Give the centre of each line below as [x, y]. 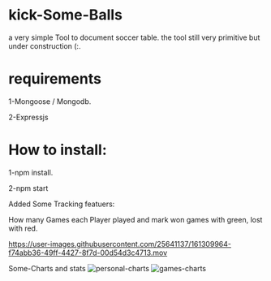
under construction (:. [45, 45]
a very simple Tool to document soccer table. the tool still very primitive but [134, 37]
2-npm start [28, 188]
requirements [55, 79]
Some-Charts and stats [47, 268]
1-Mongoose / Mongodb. [50, 101]
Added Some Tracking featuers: [62, 204]
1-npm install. [31, 172]
